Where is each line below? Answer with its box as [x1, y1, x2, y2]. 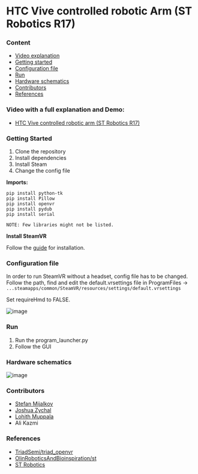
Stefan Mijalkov [14, 400, 53, 407]
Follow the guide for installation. [6, 244, 85, 251]
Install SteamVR [6, 233, 47, 240]
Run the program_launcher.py [14, 336, 88, 343]
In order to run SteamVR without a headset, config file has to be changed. [6, 272, 188, 280]
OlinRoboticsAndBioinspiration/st [14, 454, 97, 461]
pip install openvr [6, 201, 55, 207]
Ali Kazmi [14, 419, 38, 426]
